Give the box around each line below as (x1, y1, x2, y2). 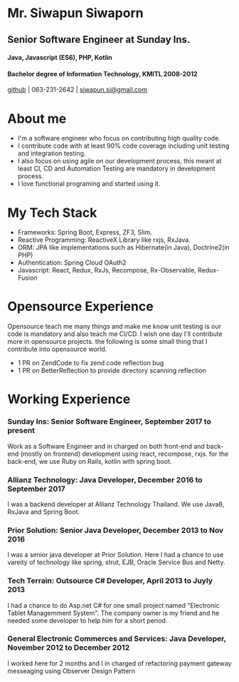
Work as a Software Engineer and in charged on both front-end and (7, 442, 205, 450)
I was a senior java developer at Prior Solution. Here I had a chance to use (7, 551, 224, 559)
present (7, 426, 36, 436)
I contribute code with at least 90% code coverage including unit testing (17, 141, 230, 151)
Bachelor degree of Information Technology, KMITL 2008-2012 (7, 69, 198, 78)
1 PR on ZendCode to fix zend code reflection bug (17, 359, 164, 367)
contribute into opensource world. (7, 345, 107, 354)
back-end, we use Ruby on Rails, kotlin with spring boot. (7, 457, 172, 465)
